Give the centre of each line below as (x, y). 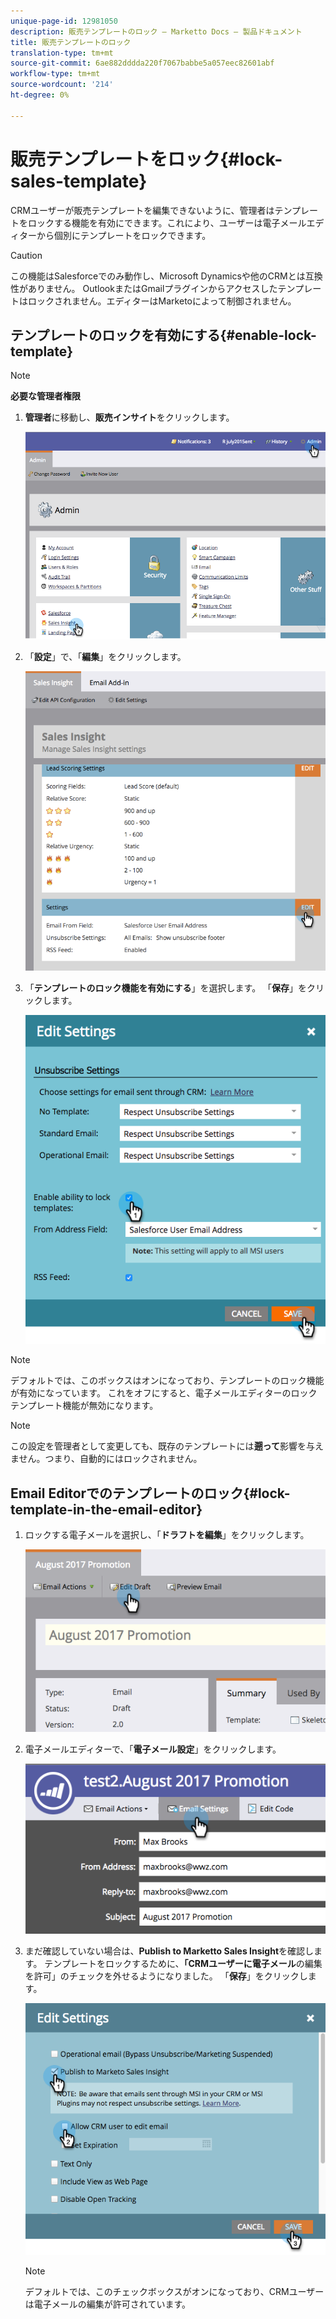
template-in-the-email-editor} (106, 1509)
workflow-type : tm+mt (55, 74)
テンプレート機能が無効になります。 (84, 1406)
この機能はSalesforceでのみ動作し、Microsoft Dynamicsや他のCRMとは (158, 276)
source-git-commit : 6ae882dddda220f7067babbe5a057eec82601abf (142, 63)
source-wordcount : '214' (62, 85)
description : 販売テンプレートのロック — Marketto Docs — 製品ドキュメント (156, 31)
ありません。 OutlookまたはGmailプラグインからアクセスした (152, 288)
